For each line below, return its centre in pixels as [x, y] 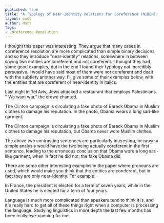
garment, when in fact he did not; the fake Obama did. [67, 156]
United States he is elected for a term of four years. [57, 191]
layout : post [18, 19]
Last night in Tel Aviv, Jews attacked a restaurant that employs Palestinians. [81, 92]
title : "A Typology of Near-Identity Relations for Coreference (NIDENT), [83, 14]
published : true [21, 9]
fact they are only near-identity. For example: [50, 176]
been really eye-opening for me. [37, 215]
